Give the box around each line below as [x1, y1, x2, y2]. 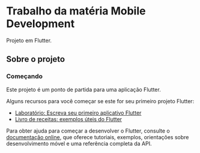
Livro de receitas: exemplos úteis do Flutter [14, 115, 122, 122]
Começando [6, 72, 43, 80]
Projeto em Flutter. [6, 37, 52, 44]
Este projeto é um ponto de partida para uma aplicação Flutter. [6, 86, 161, 93]
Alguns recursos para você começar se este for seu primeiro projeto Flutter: [6, 97, 195, 104]
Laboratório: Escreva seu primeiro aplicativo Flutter [14, 109, 142, 116]
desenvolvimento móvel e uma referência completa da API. [6, 140, 152, 147]
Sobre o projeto [6, 54, 65, 64]
